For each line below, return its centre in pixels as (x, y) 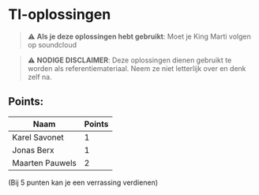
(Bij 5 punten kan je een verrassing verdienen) (83, 182)
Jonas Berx (33, 150)
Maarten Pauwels (44, 163)
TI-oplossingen (60, 15)
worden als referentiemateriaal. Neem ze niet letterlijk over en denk (137, 68)
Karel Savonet (38, 137)
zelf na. (40, 77)
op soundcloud (52, 44)
